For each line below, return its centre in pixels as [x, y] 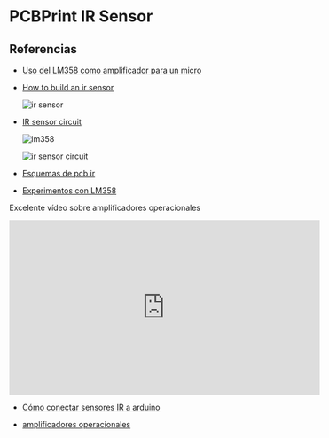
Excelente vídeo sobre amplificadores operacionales [105, 207]
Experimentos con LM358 [69, 191]
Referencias [43, 49]
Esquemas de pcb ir [59, 173]
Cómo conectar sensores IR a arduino [91, 407]
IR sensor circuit [51, 122]
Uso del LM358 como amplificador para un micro [112, 70]
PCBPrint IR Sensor [81, 16]
